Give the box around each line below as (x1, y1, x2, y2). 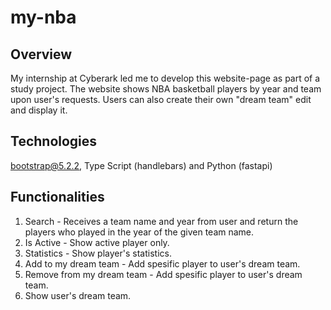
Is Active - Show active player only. (24, 236, 170, 248)
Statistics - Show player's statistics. (24, 247, 172, 259)
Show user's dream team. (24, 289, 132, 301)
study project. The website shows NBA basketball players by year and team (10, 83, 322, 95)
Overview (10, 46, 73, 63)
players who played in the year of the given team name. (24, 226, 255, 238)
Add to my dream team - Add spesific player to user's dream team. (24, 257, 301, 270)
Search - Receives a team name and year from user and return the (24, 215, 299, 227)
